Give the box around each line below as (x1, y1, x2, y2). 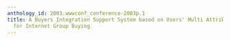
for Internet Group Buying (13, 22, 90, 29)
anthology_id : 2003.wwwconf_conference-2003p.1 (7, 9, 146, 17)
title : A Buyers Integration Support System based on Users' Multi (7, 16, 204, 23)
